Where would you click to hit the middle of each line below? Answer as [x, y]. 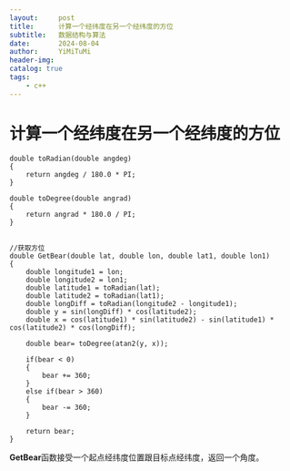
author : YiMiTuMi [50, 52]
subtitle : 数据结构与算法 [58, 35]
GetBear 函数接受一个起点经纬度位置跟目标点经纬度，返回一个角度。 [137, 457]
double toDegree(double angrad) [70, 198]
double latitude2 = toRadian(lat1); [95, 296]
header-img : [32, 60]
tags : [20, 77]
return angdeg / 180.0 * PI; [81, 174]
